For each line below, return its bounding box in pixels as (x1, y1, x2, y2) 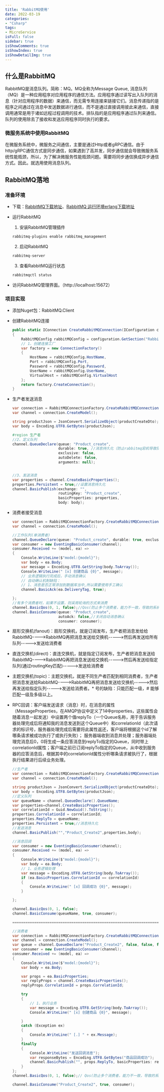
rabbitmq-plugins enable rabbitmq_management (12, 234, 106, 239)
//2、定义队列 (12, 437, 38, 442)
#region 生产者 (12, 432, 41, 437)
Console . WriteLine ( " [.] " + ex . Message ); (30, 1032, 118, 1037)
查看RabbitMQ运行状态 (19, 262, 65, 269)
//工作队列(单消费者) (12, 533, 50, 537)
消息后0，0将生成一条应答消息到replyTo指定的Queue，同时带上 (20, 739, 149, 745)
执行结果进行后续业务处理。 (12, 757, 68, 763)
